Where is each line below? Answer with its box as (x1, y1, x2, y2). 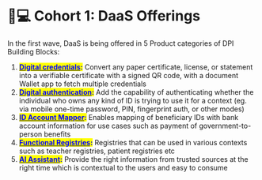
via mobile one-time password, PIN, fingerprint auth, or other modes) (18, 104, 245, 114)
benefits (44, 129, 71, 139)
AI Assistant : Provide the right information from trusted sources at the (18, 154, 249, 163)
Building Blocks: (7, 47, 60, 56)
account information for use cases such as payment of (18, 121, 198, 130)
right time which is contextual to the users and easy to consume (18, 163, 228, 172)
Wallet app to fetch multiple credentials (18, 79, 147, 88)
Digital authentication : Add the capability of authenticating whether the (18, 87, 254, 96)
